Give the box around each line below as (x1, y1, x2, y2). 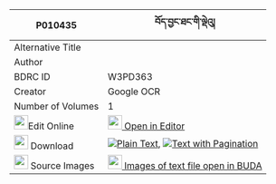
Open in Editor (124, 120, 186, 132)
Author (14, 56, 43, 68)
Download (30, 140, 74, 152)
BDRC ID (14, 71, 52, 82)
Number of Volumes (14, 100, 100, 112)
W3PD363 (107, 71, 153, 82)
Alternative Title (14, 41, 81, 53)
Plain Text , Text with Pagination (116, 137, 259, 150)
